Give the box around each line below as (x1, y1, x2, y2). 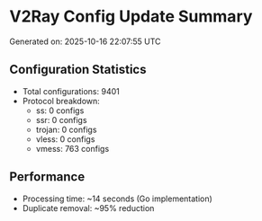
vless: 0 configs (35, 133, 95, 145)
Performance (9, 169, 86, 185)
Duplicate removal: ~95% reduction (22, 202, 155, 213)
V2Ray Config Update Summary (9, 6, 253, 27)
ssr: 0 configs (35, 114, 87, 125)
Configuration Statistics (9, 62, 147, 77)
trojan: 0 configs (35, 124, 97, 135)
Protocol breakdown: (22, 95, 101, 106)
